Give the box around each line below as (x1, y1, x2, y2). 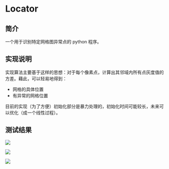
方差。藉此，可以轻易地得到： (5, 75, 67, 81)
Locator (5, 3, 39, 15)
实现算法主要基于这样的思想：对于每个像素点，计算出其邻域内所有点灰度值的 (5, 69, 164, 75)
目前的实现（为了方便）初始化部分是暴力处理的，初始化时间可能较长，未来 (5, 103, 159, 109)
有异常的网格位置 (12, 92, 48, 98)
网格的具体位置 (12, 86, 44, 92)
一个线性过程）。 (27, 109, 60, 116)
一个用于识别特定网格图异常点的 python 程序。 (5, 39, 102, 44)
